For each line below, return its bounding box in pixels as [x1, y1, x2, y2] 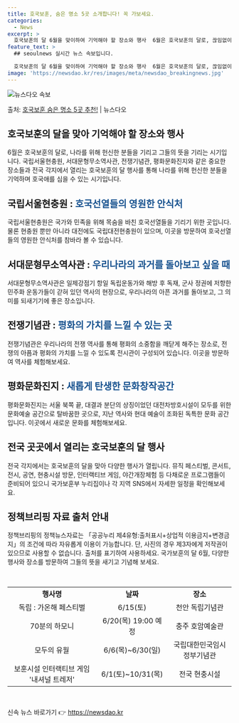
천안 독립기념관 [175, 603, 224, 613]
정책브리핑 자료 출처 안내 [7, 510, 109, 523]
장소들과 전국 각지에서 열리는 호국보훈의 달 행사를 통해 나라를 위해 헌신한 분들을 [7, 166, 228, 174]
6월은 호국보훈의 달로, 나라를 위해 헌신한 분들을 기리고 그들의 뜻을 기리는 [7, 148, 208, 157]
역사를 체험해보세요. [14, 357, 70, 366]
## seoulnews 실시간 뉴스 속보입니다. [14, 51, 114, 58]
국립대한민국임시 [173, 640, 226, 650]
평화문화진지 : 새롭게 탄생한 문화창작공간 [7, 380, 174, 392]
